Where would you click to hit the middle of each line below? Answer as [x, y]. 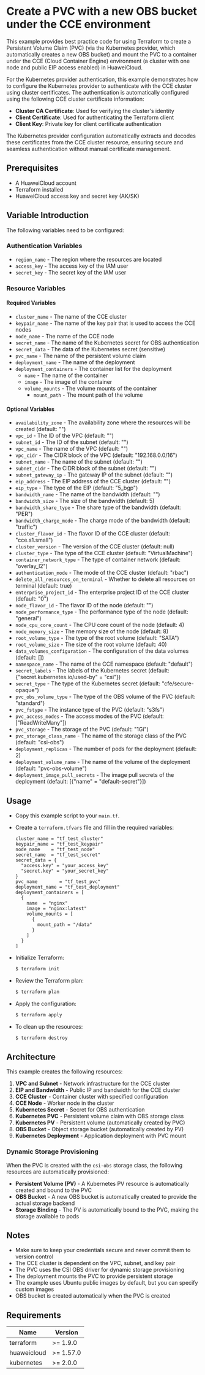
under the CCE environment [79, 24]
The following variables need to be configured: [65, 230]
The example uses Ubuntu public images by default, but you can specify [106, 1283]
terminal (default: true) [43, 586]
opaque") [27, 690]
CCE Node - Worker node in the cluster [65, 1103]
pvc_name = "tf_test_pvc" [58, 882]
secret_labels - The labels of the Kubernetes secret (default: [92, 671]
